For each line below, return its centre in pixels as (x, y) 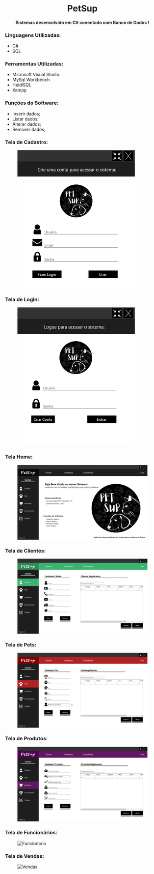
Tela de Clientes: (26, 551)
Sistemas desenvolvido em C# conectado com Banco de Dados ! (82, 22)
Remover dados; (29, 129)
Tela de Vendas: (25, 856)
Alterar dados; (27, 124)
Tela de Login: (22, 299)
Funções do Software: (32, 103)
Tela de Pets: (21, 644)
